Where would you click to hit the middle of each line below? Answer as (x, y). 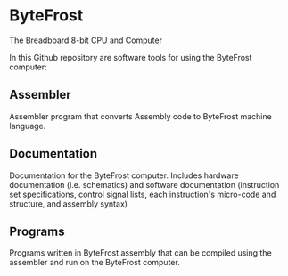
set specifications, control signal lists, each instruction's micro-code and (143, 194)
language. (28, 126)
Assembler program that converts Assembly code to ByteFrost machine (140, 116)
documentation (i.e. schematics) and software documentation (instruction (144, 184)
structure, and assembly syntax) (68, 203)
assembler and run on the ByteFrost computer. (95, 263)
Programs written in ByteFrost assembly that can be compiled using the (140, 253)
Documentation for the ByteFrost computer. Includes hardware (124, 175)
